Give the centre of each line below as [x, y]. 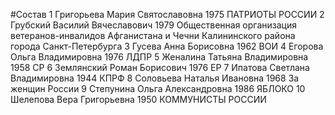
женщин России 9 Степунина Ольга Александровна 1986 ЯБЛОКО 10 [158, 88]
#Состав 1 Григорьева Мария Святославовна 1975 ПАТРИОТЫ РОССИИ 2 [167, 14]
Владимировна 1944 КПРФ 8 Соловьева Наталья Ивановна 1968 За [155, 78]
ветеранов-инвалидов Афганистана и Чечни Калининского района [153, 35]
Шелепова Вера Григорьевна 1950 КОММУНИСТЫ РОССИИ [138, 99]
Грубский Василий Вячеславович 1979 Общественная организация [153, 25]
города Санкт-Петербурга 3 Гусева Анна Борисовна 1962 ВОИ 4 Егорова [167, 46]
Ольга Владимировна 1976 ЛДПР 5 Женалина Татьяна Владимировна [159, 57]
